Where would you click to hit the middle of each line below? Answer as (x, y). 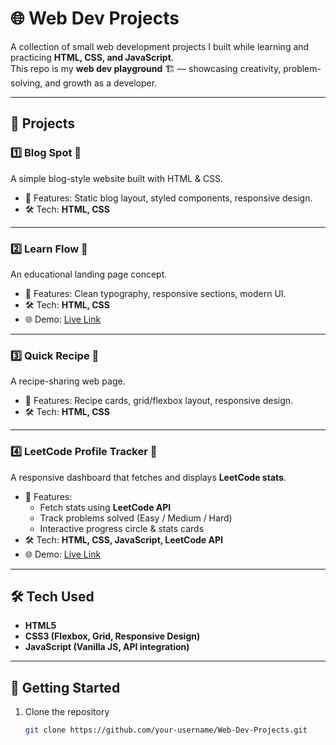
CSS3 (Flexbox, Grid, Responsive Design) (112, 636)
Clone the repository (67, 712)
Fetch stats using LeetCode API (105, 507)
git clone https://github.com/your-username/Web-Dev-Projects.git (166, 730)
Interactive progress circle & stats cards (122, 528)
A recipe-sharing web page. (68, 381)
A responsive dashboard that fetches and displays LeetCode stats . (148, 477)
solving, (26, 83)
